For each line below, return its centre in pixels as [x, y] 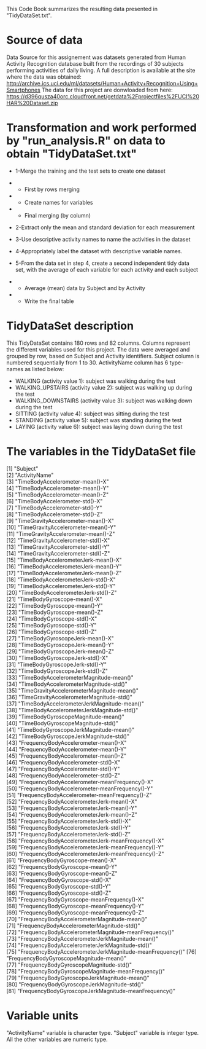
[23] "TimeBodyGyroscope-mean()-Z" [55, 612]
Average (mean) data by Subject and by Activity [85, 288]
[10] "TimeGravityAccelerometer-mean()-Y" [61, 527]
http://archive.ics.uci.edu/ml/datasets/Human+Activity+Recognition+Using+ [102, 83]
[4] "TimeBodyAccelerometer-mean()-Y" [58, 488]
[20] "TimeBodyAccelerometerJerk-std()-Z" [62, 592]
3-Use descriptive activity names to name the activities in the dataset [103, 239]
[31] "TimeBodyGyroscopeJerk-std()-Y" [57, 664]
